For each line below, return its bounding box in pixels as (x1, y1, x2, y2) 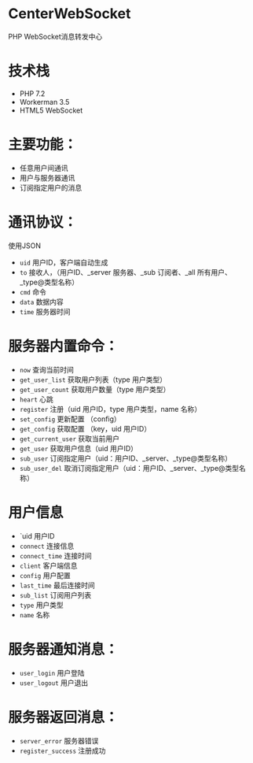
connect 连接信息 (19, 541, 75, 550)
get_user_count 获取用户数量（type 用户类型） (19, 384, 170, 394)
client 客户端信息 (19, 561, 78, 570)
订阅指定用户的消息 (19, 183, 82, 192)
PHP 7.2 (19, 88, 46, 98)
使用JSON (8, 241, 42, 250)
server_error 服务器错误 (19, 735, 99, 745)
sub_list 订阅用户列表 (19, 590, 92, 599)
